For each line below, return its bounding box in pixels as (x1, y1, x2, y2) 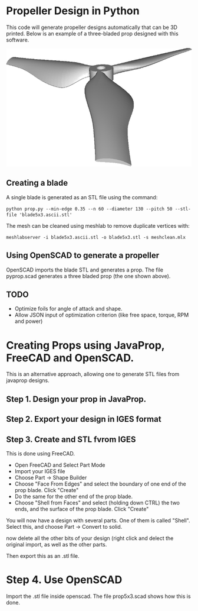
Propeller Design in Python (6, 4, 140, 18)
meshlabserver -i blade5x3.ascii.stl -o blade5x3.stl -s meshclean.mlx (6, 234, 186, 240)
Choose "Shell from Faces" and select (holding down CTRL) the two (14, 499, 180, 506)
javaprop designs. (6, 377, 50, 384)
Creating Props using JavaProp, (6, 338, 165, 352)
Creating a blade (6, 178, 68, 188)
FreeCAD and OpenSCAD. (6, 351, 134, 364)
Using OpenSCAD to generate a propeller (6, 250, 160, 261)
